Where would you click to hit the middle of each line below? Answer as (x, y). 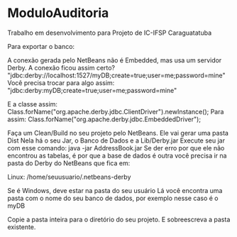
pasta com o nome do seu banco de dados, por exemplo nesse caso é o (113, 198)
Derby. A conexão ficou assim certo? (61, 67)
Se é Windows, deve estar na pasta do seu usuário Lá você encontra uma (115, 190)
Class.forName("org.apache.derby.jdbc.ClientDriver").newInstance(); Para (116, 111)
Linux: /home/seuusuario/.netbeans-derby (69, 177)
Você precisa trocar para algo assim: (61, 82)
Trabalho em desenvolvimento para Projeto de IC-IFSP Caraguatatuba (110, 33)
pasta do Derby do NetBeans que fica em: (69, 163)
